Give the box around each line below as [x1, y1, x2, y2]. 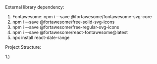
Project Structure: [5, 44, 41, 50]
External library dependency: [5, 4, 64, 10]
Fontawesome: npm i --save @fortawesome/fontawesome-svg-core [12, 14, 152, 19]
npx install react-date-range [12, 34, 70, 40]
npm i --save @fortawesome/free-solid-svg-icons [12, 19, 115, 25]
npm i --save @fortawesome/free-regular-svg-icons [12, 24, 120, 30]
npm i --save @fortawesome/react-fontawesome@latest [12, 30, 128, 35]
